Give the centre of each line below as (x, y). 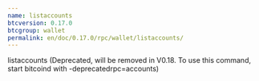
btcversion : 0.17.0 (40, 23)
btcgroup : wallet (36, 30)
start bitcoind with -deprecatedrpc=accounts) (83, 69)
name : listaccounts (40, 15)
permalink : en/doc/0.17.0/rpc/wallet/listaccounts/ (95, 38)
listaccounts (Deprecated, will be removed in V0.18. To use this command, (129, 60)
